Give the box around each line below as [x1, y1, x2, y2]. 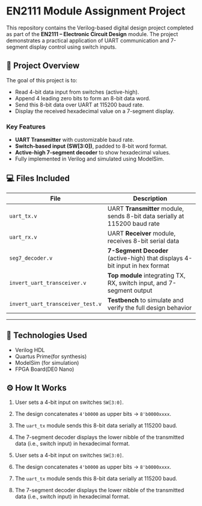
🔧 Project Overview [6, 61, 80, 71]
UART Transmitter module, [107, 204, 185, 213]
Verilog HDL [14, 346, 45, 353]
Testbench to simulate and [107, 296, 184, 304]
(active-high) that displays [107, 254, 183, 262]
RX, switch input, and [107, 278, 167, 287]
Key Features [6, 122, 46, 130]
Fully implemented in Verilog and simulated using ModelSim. [14, 155, 164, 163]
